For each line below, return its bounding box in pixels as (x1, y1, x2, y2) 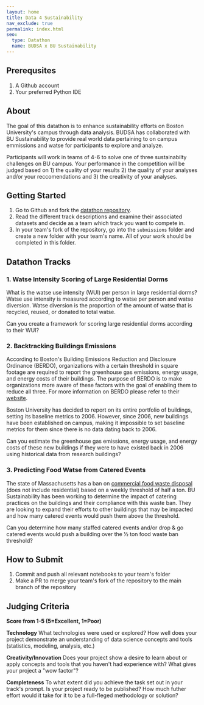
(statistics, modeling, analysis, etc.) (6, 642, 95, 650)
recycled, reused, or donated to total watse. (6, 309, 116, 315)
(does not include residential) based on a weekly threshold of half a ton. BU (6, 486, 195, 493)
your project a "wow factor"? (6, 667, 79, 675)
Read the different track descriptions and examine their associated (15, 213, 183, 220)
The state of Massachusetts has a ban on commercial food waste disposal (6, 479, 193, 487)
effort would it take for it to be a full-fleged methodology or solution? (6, 692, 178, 699)
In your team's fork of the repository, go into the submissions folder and (15, 226, 195, 234)
